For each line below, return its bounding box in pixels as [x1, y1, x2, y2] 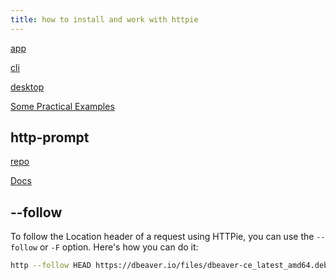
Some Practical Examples [10, 100, 115, 112]
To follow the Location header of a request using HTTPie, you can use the [10, 231, 315, 243]
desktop [10, 81, 45, 93]
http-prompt [10, 129, 90, 146]
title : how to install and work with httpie [10, 14, 199, 25]
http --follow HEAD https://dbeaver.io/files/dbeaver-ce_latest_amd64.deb [10, 261, 329, 271]
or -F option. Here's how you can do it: [39, 241, 199, 253]
